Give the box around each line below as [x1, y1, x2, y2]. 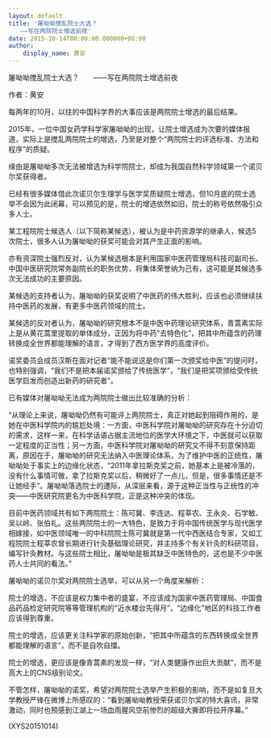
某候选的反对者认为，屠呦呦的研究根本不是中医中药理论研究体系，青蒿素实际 [8, 318, 263, 327]
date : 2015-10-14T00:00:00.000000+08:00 [8, 34, 147, 43]
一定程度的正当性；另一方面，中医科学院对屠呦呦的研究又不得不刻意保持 [8, 441, 248, 449]
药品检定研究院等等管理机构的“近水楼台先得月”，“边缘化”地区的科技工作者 [15, 603, 261, 613]
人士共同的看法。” [15, 559, 73, 568]
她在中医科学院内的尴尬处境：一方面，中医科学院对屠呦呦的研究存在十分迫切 [8, 420, 263, 429]
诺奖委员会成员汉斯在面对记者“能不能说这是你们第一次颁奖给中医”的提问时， [8, 356, 262, 365]
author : [8, 42, 35, 50]
